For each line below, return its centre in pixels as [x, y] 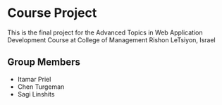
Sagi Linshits [36, 94]
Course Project [52, 13]
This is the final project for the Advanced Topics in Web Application [105, 32]
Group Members [44, 62]
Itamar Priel [34, 79]
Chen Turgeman [41, 87]
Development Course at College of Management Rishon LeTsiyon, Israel [112, 39]
